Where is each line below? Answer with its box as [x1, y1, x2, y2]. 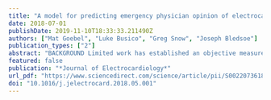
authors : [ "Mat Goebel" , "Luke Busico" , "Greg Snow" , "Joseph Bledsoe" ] [8, 34, 258, 43]
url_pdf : [8, 72, 38, 80]
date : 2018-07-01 [8, 19, 67, 27]
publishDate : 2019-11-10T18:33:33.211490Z [8, 27, 153, 35]
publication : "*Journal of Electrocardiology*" [8, 65, 172, 73]
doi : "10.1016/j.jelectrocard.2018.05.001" [8, 79, 157, 87]
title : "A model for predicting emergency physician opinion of [8, 11, 229, 20]
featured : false [8, 57, 63, 65]
